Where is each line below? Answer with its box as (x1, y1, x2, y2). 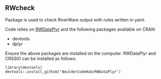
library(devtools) (5, 65, 42, 70)
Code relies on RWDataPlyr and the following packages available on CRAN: (5, 26, 156, 32)
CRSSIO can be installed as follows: (5, 56, 77, 61)
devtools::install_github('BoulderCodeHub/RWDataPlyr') (5, 69, 121, 74)
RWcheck (5, 4, 35, 12)
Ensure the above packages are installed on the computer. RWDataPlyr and (5, 50, 156, 56)
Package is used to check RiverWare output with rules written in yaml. (5, 17, 145, 22)
